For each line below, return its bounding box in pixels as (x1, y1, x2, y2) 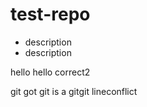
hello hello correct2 (10, 66, 91, 78)
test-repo (10, 3, 91, 26)
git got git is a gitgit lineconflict (10, 85, 138, 97)
